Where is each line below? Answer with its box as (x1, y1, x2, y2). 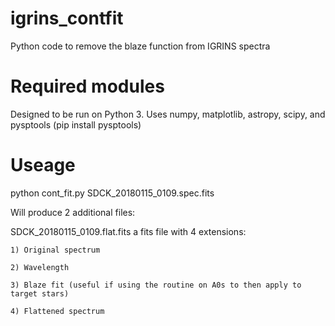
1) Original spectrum (10, 245, 101, 255)
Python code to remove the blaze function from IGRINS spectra (10, 40, 271, 52)
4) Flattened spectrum (10, 306, 105, 316)
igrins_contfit (10, 7, 124, 30)
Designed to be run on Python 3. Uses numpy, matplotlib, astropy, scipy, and (10, 108, 326, 120)
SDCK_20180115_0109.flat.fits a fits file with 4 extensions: (10, 225, 247, 237)
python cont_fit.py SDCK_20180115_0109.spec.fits (10, 187, 215, 199)
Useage (10, 154, 76, 177)
